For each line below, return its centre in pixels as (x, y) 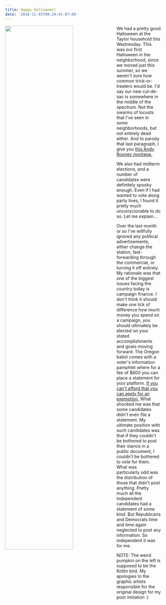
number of (127, 174)
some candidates (134, 409)
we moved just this (135, 65)
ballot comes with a (136, 357)
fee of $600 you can (137, 373)
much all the (129, 493)
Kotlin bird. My (131, 571)
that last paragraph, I (138, 144)
